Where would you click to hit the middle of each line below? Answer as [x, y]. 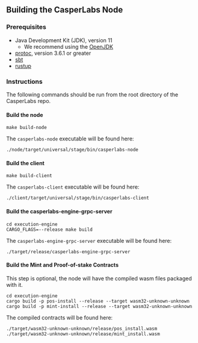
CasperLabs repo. [29, 101]
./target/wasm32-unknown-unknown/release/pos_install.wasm [82, 329]
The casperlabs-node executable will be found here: [70, 139]
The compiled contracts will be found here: [60, 317]
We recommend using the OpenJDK [68, 46]
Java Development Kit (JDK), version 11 [63, 40]
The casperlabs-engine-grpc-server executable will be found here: [89, 241]
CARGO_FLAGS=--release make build [50, 229]
